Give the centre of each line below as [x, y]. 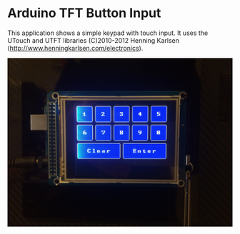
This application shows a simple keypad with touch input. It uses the [108, 33]
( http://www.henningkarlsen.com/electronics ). [75, 48]
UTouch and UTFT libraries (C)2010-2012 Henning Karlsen [94, 40]
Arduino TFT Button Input [84, 13]
